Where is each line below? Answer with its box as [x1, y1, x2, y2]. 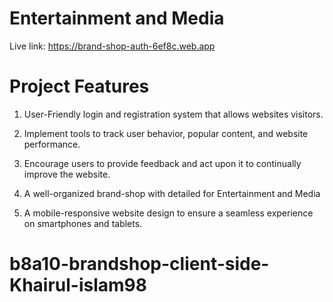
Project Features [9, 75, 150, 98]
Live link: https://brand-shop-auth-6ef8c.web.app [9, 40, 216, 52]
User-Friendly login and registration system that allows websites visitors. [23, 108, 324, 120]
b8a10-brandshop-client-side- [9, 253, 270, 276]
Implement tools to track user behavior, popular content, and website [23, 127, 309, 139]
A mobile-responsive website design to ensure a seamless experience [23, 207, 314, 219]
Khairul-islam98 [9, 274, 148, 297]
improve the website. [23, 168, 111, 180]
